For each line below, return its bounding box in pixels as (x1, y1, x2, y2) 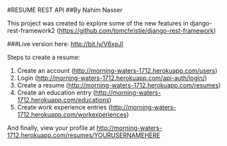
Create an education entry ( (17, 89, 96, 96)
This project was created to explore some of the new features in (7, 19, 188, 27)
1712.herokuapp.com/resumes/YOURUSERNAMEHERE (7, 131, 160, 139)
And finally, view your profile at (7, 124, 95, 132)
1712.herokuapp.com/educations (17, 96, 110, 104)
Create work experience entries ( (17, 103, 111, 111)
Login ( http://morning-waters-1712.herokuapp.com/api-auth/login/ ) (17, 74, 208, 82)
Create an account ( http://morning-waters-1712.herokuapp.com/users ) (17, 67, 218, 74)
